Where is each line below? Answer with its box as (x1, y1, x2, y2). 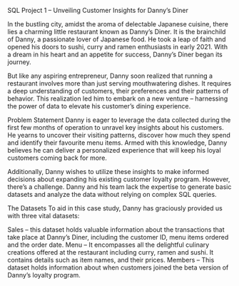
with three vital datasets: (7, 212, 80, 220)
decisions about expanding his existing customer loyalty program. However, (7, 175, 230, 183)
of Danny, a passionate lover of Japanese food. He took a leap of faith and (7, 35, 226, 44)
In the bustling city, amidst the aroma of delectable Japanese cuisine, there (7, 20, 228, 28)
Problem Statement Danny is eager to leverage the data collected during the (7, 116, 231, 124)
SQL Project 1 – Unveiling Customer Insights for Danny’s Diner (7, 6, 189, 14)
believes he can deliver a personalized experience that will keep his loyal (7, 146, 221, 154)
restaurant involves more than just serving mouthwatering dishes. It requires (7, 79, 232, 88)
